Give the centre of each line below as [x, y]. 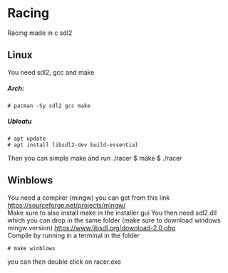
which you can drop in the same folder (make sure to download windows [114, 220]
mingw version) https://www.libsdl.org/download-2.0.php [92, 227]
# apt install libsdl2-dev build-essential [73, 145]
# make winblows [31, 248]
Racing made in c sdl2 [40, 33]
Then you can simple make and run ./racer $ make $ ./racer [95, 158]
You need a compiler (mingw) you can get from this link [89, 198]
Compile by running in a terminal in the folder [74, 235]
